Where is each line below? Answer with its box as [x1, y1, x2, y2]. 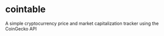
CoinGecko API [5, 25, 37, 31]
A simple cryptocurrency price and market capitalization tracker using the [5, 20, 159, 26]
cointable [5, 4, 46, 15]
